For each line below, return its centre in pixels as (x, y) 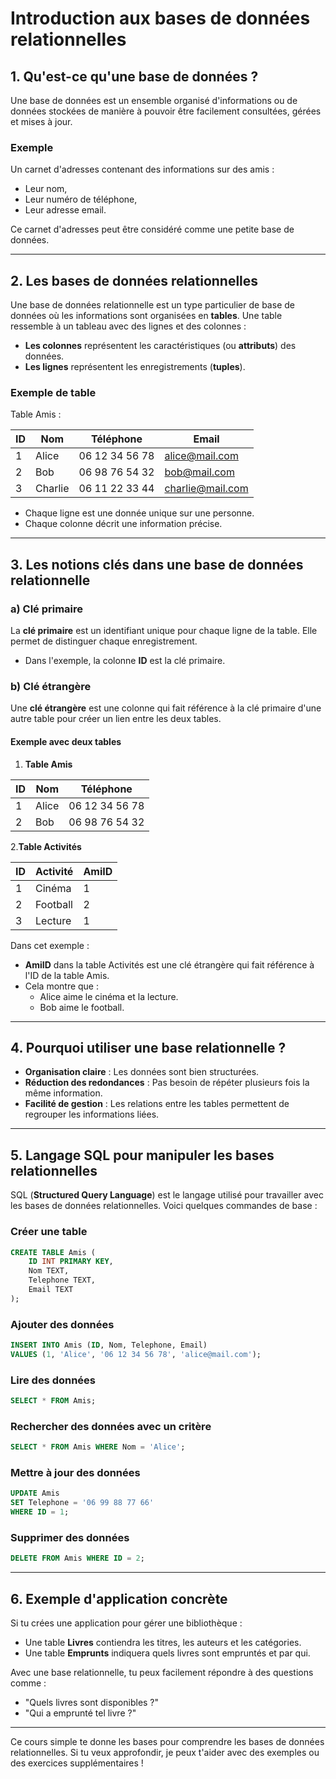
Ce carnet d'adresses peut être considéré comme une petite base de (152, 229)
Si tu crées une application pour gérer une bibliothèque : (126, 1623)
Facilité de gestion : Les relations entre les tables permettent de (157, 1104)
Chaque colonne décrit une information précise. (123, 524)
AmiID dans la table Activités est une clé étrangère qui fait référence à (169, 964)
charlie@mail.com (206, 489)
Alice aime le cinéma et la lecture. (109, 996)
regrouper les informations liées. (92, 1114)
